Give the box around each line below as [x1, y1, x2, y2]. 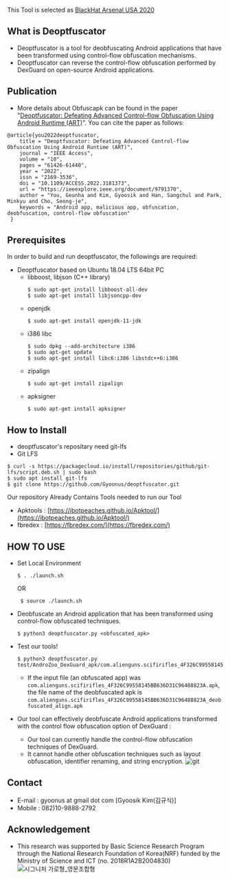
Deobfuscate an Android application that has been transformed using [16, 610, 214, 618]
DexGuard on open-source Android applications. [16, 65, 154, 74]
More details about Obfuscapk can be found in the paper [16, 104, 179, 112]
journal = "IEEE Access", [19, 150, 94, 156]
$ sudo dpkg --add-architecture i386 [27, 343, 136, 350]
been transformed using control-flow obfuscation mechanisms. [16, 51, 197, 59]
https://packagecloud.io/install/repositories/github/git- [37, 463, 211, 470]
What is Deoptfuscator [7, 25, 106, 37]
